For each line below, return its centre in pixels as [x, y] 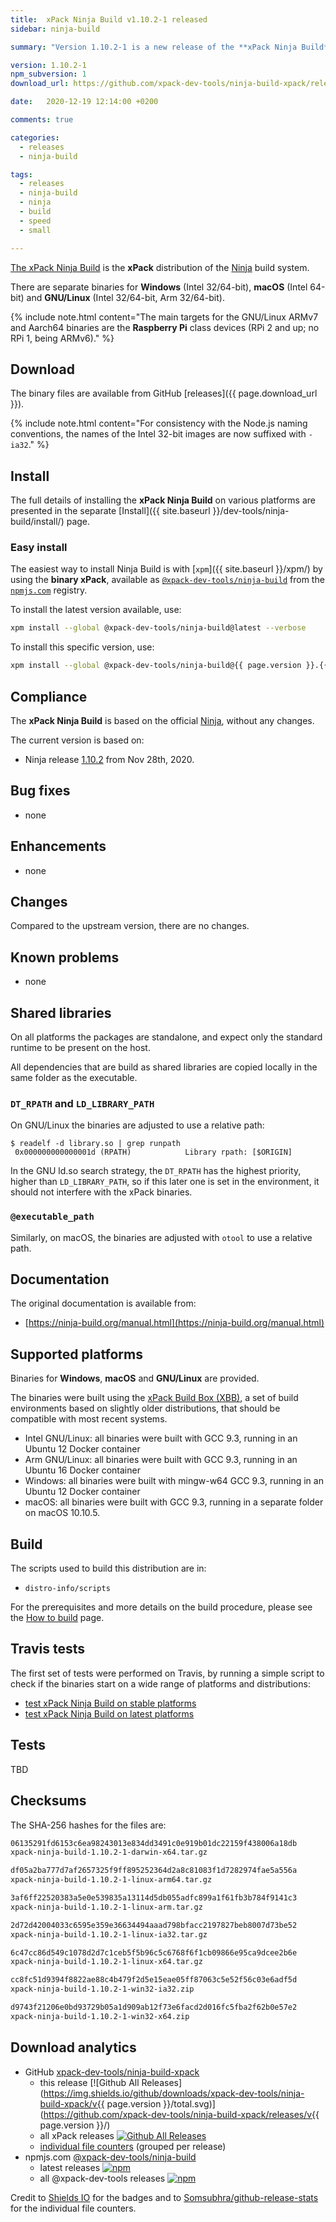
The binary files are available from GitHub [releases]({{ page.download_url [164, 393]
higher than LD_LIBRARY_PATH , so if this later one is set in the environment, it [165, 1182]
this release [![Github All [89, 2082]
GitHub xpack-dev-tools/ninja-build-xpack [112, 2072]
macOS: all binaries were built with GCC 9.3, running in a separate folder [174, 1502]
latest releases [70, 2167]
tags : [21, 174]
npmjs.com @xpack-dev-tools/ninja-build [110, 2157]
